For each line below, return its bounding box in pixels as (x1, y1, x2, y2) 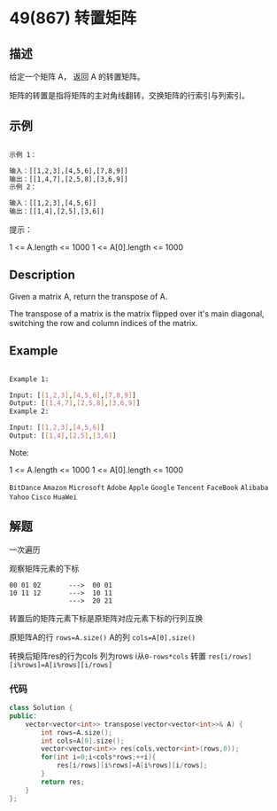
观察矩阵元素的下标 (9, 563, 80, 573)
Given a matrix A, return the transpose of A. (9, 291, 168, 301)
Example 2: (9, 407, 50, 417)
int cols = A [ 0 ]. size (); (41, 737, 125, 745)
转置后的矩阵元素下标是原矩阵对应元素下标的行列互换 (9, 612, 204, 623)
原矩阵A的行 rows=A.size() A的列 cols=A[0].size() (9, 631, 196, 643)
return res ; (41, 777, 86, 786)
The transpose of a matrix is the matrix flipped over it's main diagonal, (9, 308, 265, 319)
